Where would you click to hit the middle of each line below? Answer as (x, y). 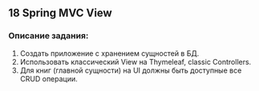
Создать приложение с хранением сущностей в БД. (109, 53)
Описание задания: (49, 36)
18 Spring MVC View (60, 13)
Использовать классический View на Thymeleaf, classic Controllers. (136, 61)
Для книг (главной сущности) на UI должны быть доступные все (131, 70)
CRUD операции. (49, 78)
